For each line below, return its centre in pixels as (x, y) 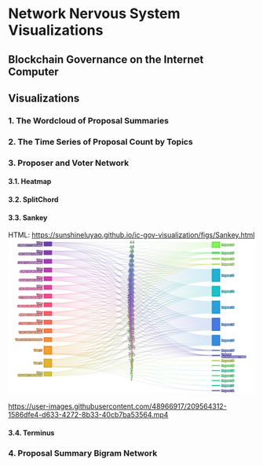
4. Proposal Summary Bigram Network (83, 453)
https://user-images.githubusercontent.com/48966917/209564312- (118, 406)
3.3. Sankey (28, 218)
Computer (33, 72)
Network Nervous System (94, 14)
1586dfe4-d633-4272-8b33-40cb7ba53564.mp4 (88, 415)
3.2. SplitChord (33, 199)
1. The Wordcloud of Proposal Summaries (88, 120)
